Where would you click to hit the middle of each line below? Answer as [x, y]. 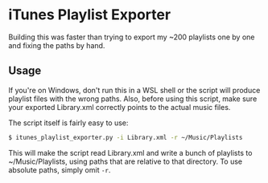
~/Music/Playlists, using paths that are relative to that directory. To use [126, 161]
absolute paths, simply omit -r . [60, 169]
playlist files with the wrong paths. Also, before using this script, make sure [133, 99]
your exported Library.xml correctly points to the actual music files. [120, 107]
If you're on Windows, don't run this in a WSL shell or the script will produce [134, 90]
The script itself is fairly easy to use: [68, 123]
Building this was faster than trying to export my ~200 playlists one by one [132, 37]
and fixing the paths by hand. [57, 45]
